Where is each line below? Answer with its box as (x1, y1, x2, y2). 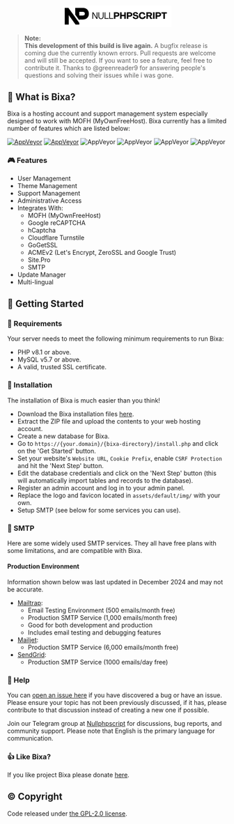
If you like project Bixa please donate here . (7, 770, 130, 779)
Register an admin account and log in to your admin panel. (17, 483, 185, 492)
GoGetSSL (27, 240, 58, 249)
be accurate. (7, 585, 44, 593)
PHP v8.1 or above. (17, 348, 72, 357)
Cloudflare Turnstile (27, 233, 85, 242)
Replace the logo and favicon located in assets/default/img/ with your (17, 491, 221, 499)
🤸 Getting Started (7, 298, 84, 309)
